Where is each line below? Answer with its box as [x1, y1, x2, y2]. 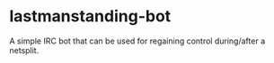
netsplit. [9, 44, 40, 55]
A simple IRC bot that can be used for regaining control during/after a [9, 35, 266, 46]
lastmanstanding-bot [9, 6, 172, 27]
